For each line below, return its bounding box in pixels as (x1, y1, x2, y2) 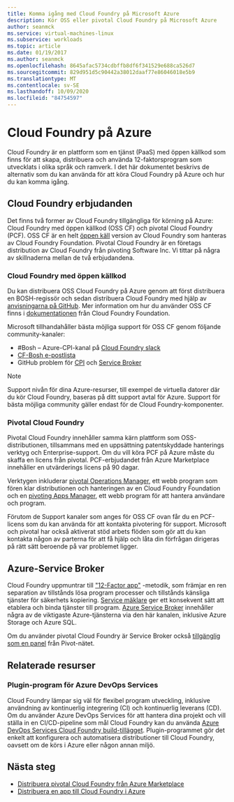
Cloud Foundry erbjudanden (7, 198, 133, 210)
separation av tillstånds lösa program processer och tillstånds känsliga (7, 588, 210, 597)
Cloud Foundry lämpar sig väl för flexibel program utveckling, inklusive (7, 696, 211, 704)
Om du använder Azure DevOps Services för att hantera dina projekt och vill (7, 710, 226, 720)
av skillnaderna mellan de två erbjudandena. (7, 253, 135, 262)
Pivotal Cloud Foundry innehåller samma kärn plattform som (7, 434, 180, 442)
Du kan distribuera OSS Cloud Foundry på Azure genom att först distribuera (7, 287, 225, 296)
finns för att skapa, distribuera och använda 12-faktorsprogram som (7, 155, 203, 163)
